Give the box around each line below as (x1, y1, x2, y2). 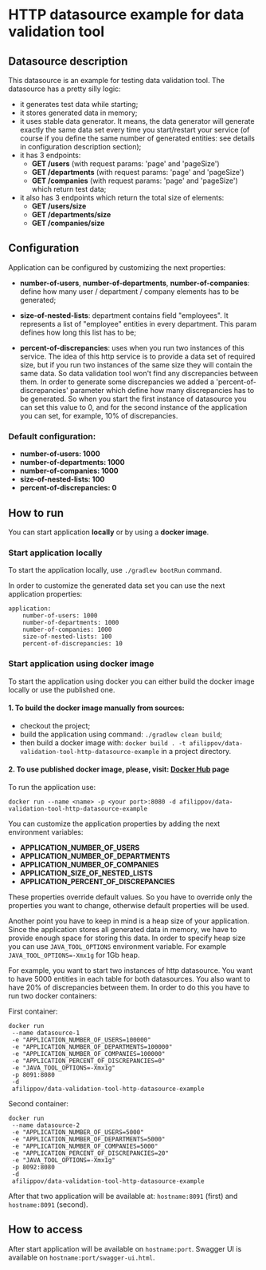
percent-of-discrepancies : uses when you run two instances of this (19, 343, 244, 352)
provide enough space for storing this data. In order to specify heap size (8, 933, 246, 943)
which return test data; (31, 185, 107, 193)
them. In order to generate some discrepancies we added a (19, 377, 215, 387)
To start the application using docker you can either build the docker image (8, 677, 255, 686)
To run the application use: (8, 782, 96, 792)
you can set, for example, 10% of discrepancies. (19, 411, 178, 420)
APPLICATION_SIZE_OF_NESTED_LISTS (19, 868, 153, 878)
